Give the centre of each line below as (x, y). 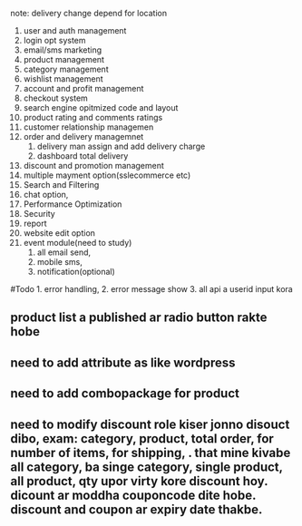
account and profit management (83, 88)
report (35, 223)
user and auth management (75, 30)
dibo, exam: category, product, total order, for (142, 438)
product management (64, 59)
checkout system (56, 98)
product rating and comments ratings (93, 117)
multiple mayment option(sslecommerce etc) (107, 175)
